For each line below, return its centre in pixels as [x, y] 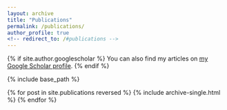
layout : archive [30, 13]
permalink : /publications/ [46, 26]
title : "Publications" [40, 20]
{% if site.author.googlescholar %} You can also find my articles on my [108, 58]
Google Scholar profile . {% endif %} [58, 66]
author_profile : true [38, 33]
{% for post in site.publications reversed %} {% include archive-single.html [114, 93]
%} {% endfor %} [32, 100]
